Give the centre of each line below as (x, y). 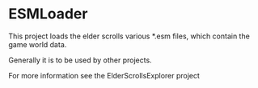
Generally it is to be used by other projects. (80, 60)
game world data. (38, 44)
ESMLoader (48, 14)
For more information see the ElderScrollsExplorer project (104, 75)
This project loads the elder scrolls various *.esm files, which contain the (129, 36)
